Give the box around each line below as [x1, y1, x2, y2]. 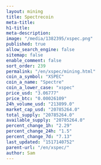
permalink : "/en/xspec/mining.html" [6, 68, 96, 74]
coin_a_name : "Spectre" [6, 80, 65, 85]
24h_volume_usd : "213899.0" [6, 101, 75, 107]
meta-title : [6, 19, 35, 25]
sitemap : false [6, 52, 43, 58]
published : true [6, 42, 46, 47]
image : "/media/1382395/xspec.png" [6, 36, 93, 42]
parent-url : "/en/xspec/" [6, 145, 69, 150]
